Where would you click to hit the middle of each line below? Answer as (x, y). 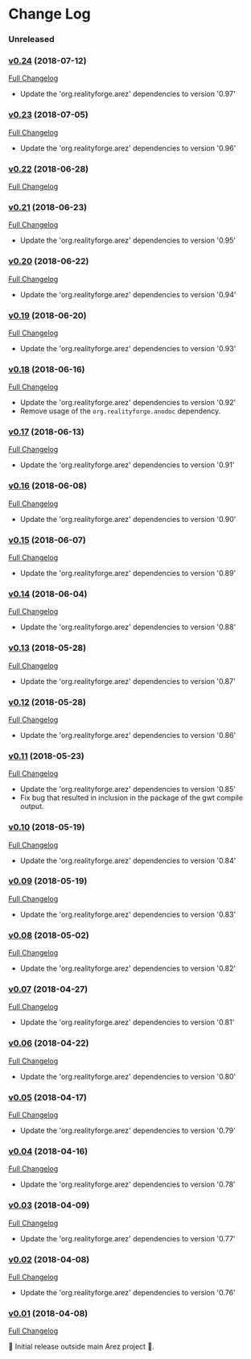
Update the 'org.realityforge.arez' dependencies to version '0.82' (128, 968)
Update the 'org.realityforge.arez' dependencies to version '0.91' (127, 465)
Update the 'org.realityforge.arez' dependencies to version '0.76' (128, 1292)
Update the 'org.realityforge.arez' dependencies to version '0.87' (128, 681)
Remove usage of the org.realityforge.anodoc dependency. (120, 411)
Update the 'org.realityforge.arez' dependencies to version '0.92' (128, 403)
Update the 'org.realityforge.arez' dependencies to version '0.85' (128, 789)
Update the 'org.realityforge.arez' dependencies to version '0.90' (128, 519)
